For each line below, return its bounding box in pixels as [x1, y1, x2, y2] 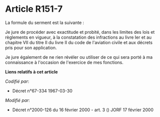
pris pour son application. [5, 45, 57, 50]
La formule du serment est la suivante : [5, 20, 85, 25]
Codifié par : [5, 78, 30, 84]
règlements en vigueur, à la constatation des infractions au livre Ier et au [5, 34, 152, 40]
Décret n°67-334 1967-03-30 [12, 88, 73, 94]
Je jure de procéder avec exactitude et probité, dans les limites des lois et [5, 29, 155, 35]
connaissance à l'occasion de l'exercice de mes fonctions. [5, 59, 124, 65]
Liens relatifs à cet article [5, 69, 58, 74]
